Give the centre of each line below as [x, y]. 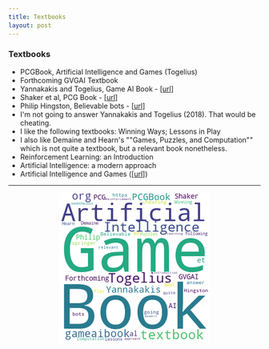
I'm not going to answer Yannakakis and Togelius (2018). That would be [138, 114]
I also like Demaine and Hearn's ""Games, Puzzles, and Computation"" [137, 139]
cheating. [36, 122]
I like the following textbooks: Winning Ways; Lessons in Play [120, 131]
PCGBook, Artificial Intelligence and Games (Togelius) [108, 71]
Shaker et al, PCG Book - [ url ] [69, 97]
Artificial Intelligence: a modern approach [88, 165]
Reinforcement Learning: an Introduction [86, 157]
